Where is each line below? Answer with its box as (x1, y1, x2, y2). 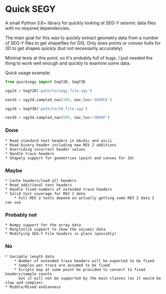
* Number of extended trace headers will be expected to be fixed (14, 258, 155, 263)
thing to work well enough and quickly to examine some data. (5, 60, 131, 66)
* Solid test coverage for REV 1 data (5, 191, 85, 196)
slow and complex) (5, 280, 43, 285)
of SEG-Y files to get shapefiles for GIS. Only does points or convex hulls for (5, 40, 161, 46)
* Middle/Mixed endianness (5, 284, 61, 290)
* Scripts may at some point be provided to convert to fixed (14, 267, 146, 272)
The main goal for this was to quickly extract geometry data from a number (5, 35, 159, 41)
